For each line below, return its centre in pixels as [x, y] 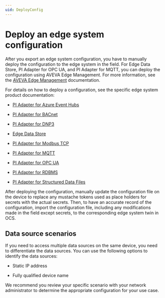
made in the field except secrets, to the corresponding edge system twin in [82, 213]
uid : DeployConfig [24, 10]
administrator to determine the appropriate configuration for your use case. [82, 291]
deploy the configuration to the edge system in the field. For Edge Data [78, 64]
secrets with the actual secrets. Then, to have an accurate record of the [79, 202]
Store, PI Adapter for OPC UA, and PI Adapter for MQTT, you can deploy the [83, 69]
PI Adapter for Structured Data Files [49, 182]
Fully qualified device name [40, 276]
